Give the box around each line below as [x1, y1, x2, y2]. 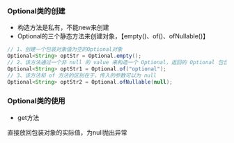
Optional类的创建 [7, 6, 65, 15]
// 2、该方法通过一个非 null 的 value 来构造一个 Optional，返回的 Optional [7, 59, 215, 66]
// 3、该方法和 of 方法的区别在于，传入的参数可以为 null [7, 72, 157, 79]
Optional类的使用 [7, 96, 65, 106]
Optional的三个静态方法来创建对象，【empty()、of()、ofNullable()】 [17, 32, 210, 40]
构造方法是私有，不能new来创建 [17, 23, 109, 32]
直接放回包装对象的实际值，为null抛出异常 [7, 128, 127, 137]
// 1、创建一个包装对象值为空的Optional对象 [7, 46, 123, 53]
